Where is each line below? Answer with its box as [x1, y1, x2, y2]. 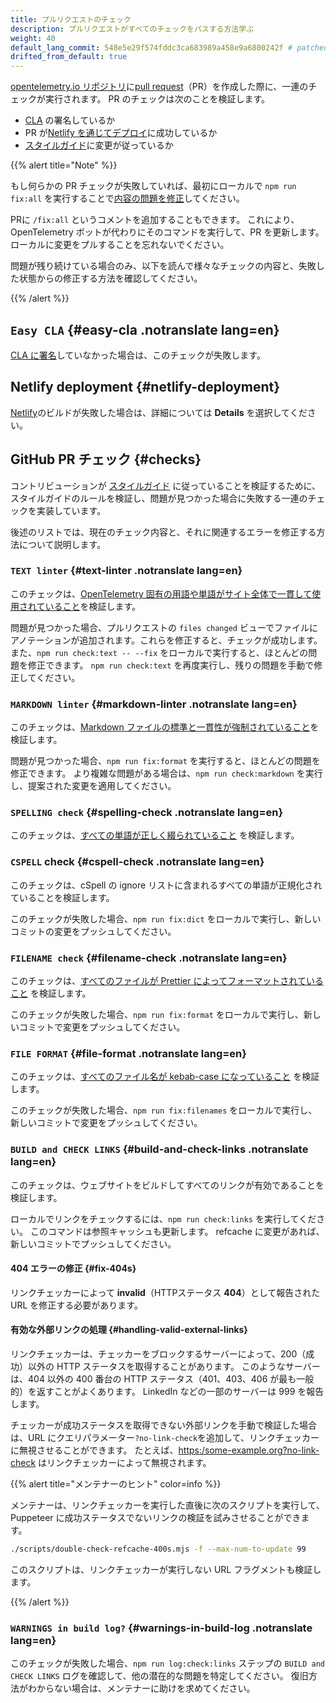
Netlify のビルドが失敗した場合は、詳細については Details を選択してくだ [10, 406, 308, 418]
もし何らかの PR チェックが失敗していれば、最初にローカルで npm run [10, 180, 297, 192]
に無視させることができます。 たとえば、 [10, 1444, 179, 1456]
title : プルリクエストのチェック [10, 14, 132, 25]
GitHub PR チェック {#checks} [10, 451, 202, 468]
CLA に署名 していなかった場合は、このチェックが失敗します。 [10, 349, 266, 361]
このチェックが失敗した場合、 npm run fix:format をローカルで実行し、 [10, 1009, 304, 1021]
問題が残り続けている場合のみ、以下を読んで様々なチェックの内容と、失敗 [10, 260, 317, 272]
